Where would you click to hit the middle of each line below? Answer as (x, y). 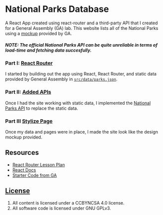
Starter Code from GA (34, 175)
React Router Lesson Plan (39, 164)
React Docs (24, 170)
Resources (22, 153)
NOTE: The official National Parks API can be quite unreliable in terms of (81, 45)
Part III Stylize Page (29, 121)
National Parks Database (57, 9)
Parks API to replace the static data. (42, 108)
